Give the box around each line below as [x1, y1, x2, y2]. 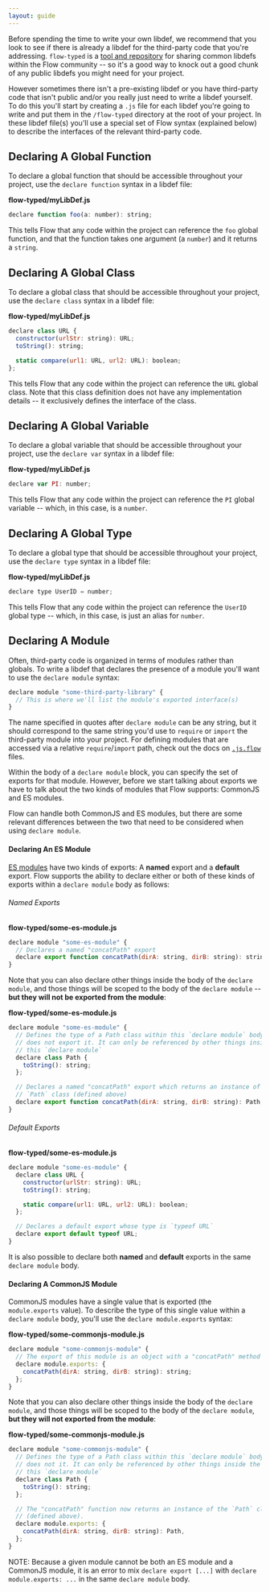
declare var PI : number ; [8, 480, 92, 488]
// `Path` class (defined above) [15, 1090, 128, 1099]
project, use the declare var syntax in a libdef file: [8, 449, 174, 459]
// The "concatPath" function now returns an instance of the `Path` [15, 1505, 253, 1513]
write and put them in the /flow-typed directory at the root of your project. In [8, 110, 262, 119]
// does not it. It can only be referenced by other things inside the [15, 1461, 261, 1469]
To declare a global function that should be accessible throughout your [8, 171, 243, 181]
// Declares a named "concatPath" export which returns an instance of [15, 1083, 261, 1091]
